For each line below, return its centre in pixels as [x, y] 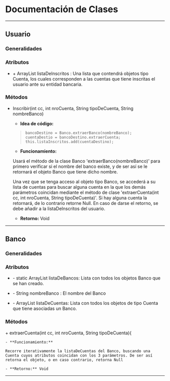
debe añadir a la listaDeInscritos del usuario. [59, 209]
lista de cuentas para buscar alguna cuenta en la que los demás [79, 187]
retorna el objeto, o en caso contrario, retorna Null [64, 360]
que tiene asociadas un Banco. [45, 308]
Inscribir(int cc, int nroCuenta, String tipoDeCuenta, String [73, 108]
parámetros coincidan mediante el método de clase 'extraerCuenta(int [86, 192]
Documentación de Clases [62, 9]
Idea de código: [37, 123]
